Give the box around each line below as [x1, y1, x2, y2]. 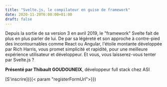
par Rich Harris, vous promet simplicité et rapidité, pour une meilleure [5, 46, 148, 52]
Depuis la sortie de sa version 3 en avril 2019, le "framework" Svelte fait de [5, 30, 159, 36]
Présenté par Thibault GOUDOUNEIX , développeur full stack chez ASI [5, 66, 150, 72]
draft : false [5, 16, 32, 21]
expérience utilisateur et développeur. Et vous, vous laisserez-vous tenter [5, 51, 156, 57]
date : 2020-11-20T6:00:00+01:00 [5, 12, 72, 17]
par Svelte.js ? [5, 57, 34, 63]
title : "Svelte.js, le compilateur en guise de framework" [5, 7, 131, 12]
